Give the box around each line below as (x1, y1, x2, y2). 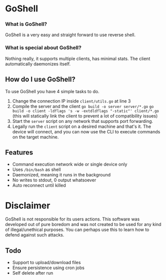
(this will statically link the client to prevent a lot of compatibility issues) (12, 112, 158, 119)
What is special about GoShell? (5, 44, 82, 51)
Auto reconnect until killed (12, 182, 66, 188)
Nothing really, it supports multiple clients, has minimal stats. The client (5, 56, 150, 61)
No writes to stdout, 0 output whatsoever (12, 177, 97, 183)
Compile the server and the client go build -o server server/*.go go (12, 103, 154, 109)
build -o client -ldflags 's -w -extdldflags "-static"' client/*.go (12, 109, 160, 113)
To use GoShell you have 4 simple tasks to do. (5, 88, 100, 94)
